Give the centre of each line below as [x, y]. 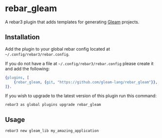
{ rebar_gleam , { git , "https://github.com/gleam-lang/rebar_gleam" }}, [86, 82]
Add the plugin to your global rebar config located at [58, 49]
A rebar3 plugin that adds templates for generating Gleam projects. [72, 22]
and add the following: [27, 69]
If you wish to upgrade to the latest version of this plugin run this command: [81, 96]
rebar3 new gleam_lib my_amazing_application [52, 131]
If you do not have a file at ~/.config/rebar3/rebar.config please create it [79, 63]
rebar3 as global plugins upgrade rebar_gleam [53, 105]
